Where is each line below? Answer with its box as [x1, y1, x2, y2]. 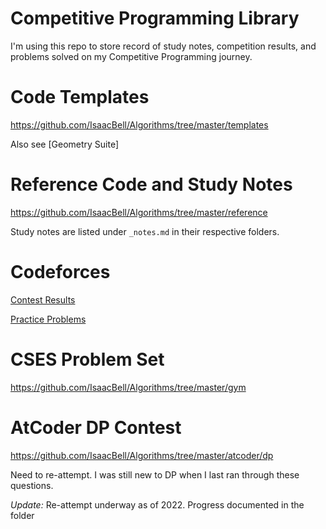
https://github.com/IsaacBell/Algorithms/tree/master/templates [10, 118, 269, 131]
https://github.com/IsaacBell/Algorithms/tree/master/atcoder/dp [10, 449, 274, 461]
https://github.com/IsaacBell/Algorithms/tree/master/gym [10, 381, 247, 393]
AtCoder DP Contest [10, 416, 182, 439]
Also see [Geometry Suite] [10, 138, 120, 150]
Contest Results [10, 293, 76, 306]
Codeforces [10, 261, 111, 283]
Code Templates [10, 86, 150, 109]
